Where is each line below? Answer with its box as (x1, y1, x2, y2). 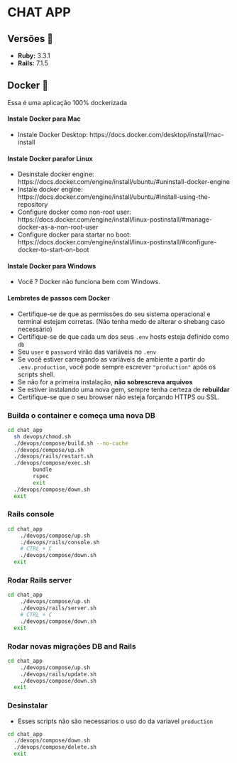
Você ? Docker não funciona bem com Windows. (17, 278, 161, 286)
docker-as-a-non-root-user (17, 223, 99, 232)
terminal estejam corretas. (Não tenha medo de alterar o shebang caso (17, 317, 226, 325)
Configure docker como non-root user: (17, 207, 131, 217)
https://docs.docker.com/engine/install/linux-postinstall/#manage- (17, 215, 213, 224)
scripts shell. (17, 370, 55, 379)
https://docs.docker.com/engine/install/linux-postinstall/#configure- (17, 238, 217, 247)
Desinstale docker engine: (17, 170, 94, 178)
